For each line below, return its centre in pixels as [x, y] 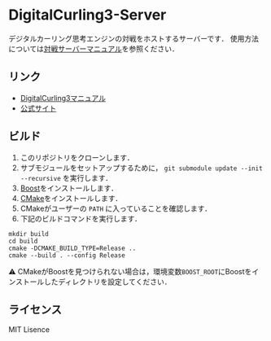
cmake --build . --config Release [67, 255]
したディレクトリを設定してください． [107, 282]
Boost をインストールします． [69, 188]
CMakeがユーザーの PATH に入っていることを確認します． [116, 208]
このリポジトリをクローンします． [77, 157]
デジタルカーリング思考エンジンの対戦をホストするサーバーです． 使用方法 [133, 38]
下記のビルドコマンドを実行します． [81, 218]
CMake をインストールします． [71, 198]
